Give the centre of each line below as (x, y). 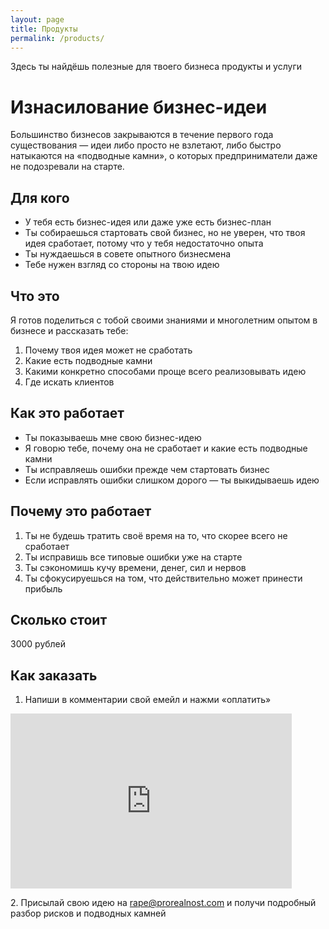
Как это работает (67, 413)
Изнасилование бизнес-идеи (139, 107)
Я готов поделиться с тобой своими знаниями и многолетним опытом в (164, 320)
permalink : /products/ (57, 38)
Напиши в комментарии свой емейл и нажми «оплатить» (148, 700)
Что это (35, 296)
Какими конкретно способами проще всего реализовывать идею (165, 371)
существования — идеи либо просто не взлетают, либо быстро (146, 145)
